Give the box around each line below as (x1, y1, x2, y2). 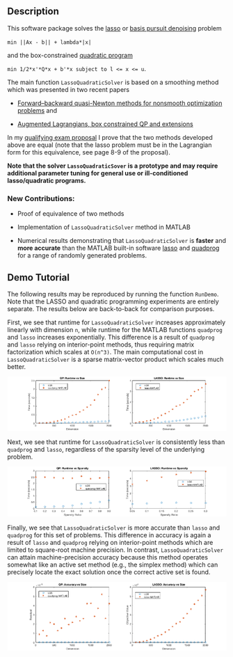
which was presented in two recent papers (7, 85, 130, 93)
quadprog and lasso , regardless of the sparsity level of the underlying (7, 445, 205, 453)
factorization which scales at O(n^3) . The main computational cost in (7, 347, 204, 356)
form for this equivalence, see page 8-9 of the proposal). (7, 148, 170, 156)
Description (7, 6, 59, 17)
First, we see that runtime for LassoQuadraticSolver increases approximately (7, 318, 226, 326)
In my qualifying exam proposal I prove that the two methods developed (7, 133, 214, 141)
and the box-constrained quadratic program (7, 51, 134, 59)
